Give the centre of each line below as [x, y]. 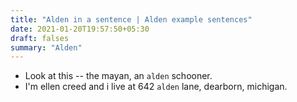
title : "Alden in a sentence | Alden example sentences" [131, 19]
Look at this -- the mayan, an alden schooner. [118, 76]
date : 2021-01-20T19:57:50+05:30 [80, 29]
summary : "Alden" [46, 47]
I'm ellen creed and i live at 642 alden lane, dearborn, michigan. [156, 87]
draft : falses [40, 38]
